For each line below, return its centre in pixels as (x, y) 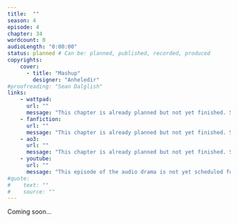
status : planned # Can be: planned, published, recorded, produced (109, 54)
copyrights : (25, 60)
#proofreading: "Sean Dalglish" (55, 86)
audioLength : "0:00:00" (42, 47)
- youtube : (36, 159)
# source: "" (31, 192)
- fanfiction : (41, 119)
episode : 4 (23, 27)
